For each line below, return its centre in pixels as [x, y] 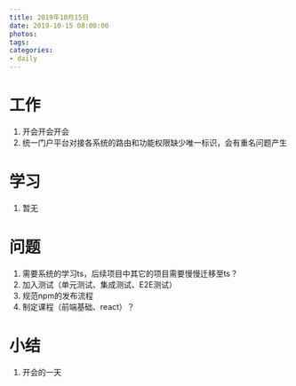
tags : [19, 42]
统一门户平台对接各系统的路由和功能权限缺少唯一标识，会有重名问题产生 [154, 142]
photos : [24, 34]
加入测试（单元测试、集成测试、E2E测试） [100, 284]
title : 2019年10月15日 [49, 17]
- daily [24, 59]
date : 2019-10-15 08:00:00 [59, 26]
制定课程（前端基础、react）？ [78, 306]
